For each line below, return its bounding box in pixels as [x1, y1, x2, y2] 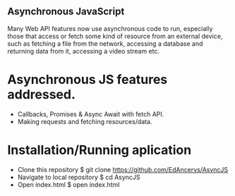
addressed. [7, 87, 76, 102]
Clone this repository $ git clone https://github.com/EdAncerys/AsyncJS [17, 165, 229, 173]
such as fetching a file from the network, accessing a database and [7, 39, 203, 48]
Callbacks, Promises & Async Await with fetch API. [17, 109, 164, 118]
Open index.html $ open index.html [17, 180, 120, 189]
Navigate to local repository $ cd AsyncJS [17, 173, 140, 181]
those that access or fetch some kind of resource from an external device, [7, 32, 223, 40]
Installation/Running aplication [7, 142, 192, 158]
